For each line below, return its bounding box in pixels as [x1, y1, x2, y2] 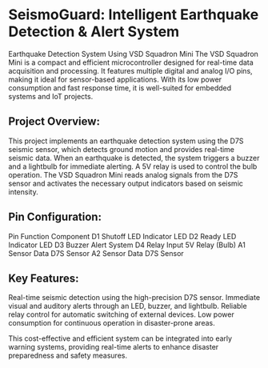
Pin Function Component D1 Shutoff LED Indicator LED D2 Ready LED [8, 231, 237, 241]
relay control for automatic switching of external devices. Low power [8, 310, 234, 319]
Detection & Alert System [8, 22, 180, 41]
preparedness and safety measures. [8, 350, 128, 361]
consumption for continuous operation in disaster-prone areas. [8, 318, 215, 328]
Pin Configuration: [8, 210, 102, 224]
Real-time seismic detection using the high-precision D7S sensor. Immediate [8, 293, 261, 302]
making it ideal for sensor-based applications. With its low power [8, 74, 222, 84]
